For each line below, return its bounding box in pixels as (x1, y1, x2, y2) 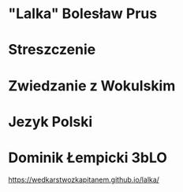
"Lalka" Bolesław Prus (8, 5, 158, 23)
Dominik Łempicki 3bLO (8, 149, 168, 166)
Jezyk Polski (8, 113, 93, 131)
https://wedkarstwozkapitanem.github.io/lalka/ (8, 175, 160, 184)
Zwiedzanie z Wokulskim (8, 76, 176, 94)
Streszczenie (8, 41, 96, 59)
